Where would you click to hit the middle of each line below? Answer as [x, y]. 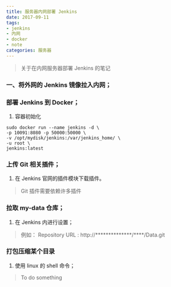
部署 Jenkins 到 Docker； [43, 102]
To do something [41, 277]
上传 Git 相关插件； [33, 164]
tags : [13, 23]
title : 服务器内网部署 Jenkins [42, 12]
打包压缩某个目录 [31, 251]
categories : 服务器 [29, 51]
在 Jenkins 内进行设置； [44, 222]
